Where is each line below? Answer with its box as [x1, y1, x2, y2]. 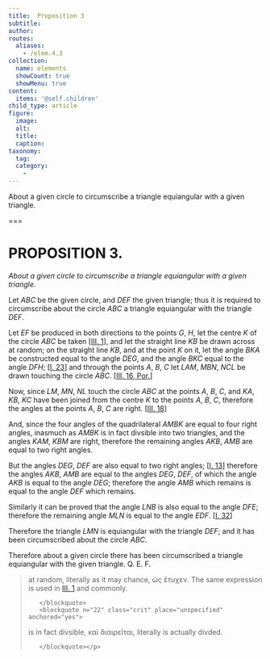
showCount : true [15, 72, 70, 80]
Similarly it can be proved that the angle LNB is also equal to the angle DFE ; [8, 502, 259, 511]
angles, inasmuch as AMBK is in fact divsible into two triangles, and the [8, 427, 246, 437]
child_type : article [8, 102, 78, 110]
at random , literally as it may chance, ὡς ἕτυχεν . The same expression [27, 574, 263, 584]
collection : [8, 57, 48, 65]
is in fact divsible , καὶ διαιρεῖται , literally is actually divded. [27, 627, 223, 636]
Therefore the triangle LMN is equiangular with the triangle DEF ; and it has [8, 526, 255, 535]
